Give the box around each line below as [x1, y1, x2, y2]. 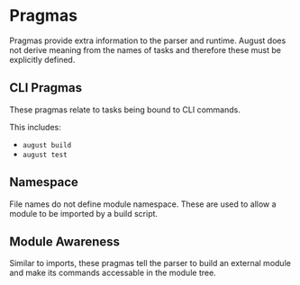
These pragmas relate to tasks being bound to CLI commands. [9, 104, 241, 115]
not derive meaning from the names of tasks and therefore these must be [9, 44, 282, 55]
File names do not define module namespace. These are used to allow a [9, 199, 277, 209]
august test [22, 150, 68, 159]
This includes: [9, 121, 61, 132]
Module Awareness [9, 234, 120, 249]
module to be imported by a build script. [9, 208, 159, 218]
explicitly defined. [9, 54, 76, 65]
